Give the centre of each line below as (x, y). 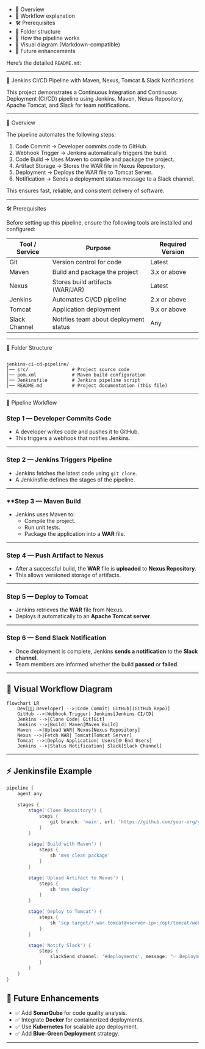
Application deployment (86, 309)
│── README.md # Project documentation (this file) (87, 386)
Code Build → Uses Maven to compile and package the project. (95, 159)
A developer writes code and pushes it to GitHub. (77, 432)
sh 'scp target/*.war (77, 923)
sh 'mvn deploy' (70, 889)
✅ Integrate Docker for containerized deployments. (80, 1020)
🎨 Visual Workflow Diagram (59, 689)
